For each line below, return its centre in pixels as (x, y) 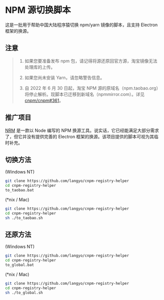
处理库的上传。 (40, 67)
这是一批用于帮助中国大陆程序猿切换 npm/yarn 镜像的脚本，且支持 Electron (82, 25)
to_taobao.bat (20, 190)
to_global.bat (20, 265)
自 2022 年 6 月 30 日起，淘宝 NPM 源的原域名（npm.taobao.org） (92, 88)
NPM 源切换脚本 (38, 10)
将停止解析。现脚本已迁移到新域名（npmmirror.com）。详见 (84, 94)
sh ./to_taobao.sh (24, 218)
